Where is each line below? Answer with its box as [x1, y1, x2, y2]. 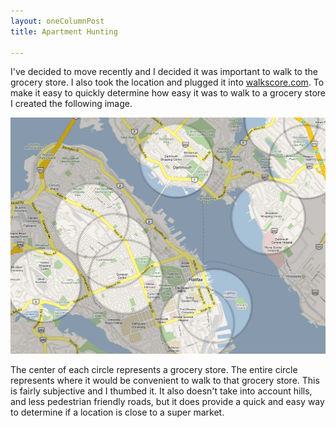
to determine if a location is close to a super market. [10, 406, 225, 418]
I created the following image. [10, 98, 133, 110]
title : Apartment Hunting [10, 26, 118, 37]
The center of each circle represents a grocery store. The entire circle [10, 363, 298, 375]
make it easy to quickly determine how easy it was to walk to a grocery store [10, 87, 326, 99]
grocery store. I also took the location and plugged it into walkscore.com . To [10, 76, 325, 89]
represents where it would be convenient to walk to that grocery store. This [10, 374, 320, 386]
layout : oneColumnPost [10, 16, 105, 26]
